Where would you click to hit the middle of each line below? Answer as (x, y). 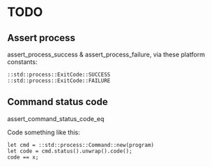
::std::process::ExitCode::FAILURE (59, 81)
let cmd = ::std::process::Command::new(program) (81, 145)
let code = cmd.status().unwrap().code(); (70, 151)
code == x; (23, 157)
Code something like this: (44, 132)
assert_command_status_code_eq (56, 118)
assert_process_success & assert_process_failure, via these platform (106, 54)
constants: (22, 62)
